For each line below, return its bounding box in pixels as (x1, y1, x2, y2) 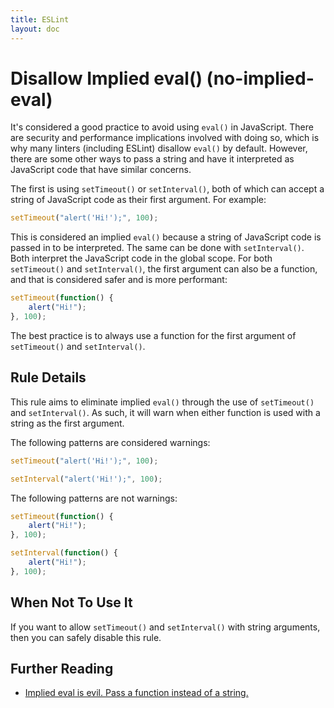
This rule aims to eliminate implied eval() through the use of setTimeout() (10, 396, 315, 408)
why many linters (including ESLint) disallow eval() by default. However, (10, 142, 308, 155)
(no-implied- (206, 67, 315, 90)
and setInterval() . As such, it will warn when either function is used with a (10, 406, 321, 418)
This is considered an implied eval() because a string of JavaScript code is (10, 231, 322, 243)
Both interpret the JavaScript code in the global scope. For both (10, 252, 273, 265)
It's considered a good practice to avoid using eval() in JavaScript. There (10, 121, 314, 133)
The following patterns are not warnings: (10, 492, 178, 504)
